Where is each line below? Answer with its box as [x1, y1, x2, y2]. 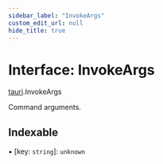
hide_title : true [8, 26, 66, 34]
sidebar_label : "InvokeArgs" [8, 11, 105, 20]
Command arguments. [8, 103, 82, 112]
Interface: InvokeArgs [8, 61, 155, 79]
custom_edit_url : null [8, 19, 83, 27]
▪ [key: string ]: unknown [8, 146, 86, 156]
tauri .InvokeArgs [8, 87, 62, 96]
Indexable [8, 125, 59, 139]
